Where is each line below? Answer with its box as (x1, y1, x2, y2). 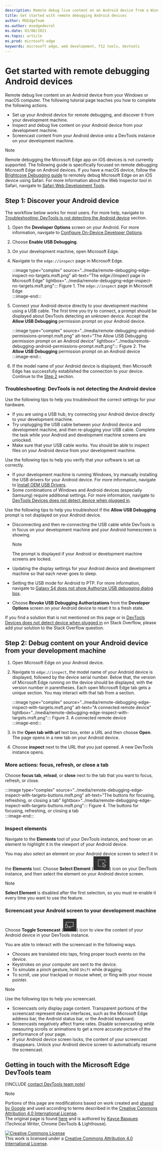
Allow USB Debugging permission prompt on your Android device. (12, 318, 146, 324)
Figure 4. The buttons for (89, 802, 139, 808)
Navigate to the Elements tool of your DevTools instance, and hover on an (5, 836, 153, 842)
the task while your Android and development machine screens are (12, 432, 147, 437)
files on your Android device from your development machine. (12, 447, 136, 453)
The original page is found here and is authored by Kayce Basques (5, 1116, 138, 1122)
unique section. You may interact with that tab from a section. (12, 690, 135, 695)
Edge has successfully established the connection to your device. (12, 368, 144, 374)
